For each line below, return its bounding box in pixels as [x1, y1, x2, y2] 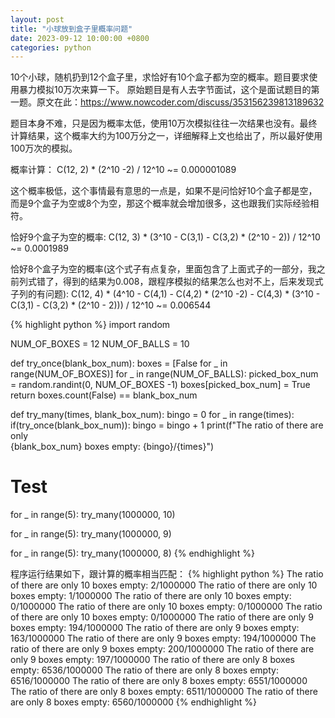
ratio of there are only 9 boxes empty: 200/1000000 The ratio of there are [10, 643, 315, 655]
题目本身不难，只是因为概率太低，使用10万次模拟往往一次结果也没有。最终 [10, 117, 318, 130]
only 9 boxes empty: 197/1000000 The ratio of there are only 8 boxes [10, 654, 295, 666]
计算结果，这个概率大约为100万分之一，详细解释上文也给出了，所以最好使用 [10, 130, 323, 142]
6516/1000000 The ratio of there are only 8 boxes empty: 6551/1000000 [10, 675, 308, 687]
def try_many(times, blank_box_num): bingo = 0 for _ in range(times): [10, 409, 295, 421]
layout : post [10, 14, 65, 25]
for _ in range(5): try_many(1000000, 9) [10, 528, 172, 540]
